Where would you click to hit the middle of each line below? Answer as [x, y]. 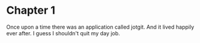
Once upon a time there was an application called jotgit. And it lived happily [100, 27]
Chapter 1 [31, 10]
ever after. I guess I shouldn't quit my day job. [63, 33]
